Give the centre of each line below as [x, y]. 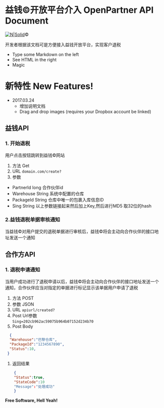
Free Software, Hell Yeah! [31, 401]
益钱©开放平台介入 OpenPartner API [79, 10]
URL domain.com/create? [37, 171]
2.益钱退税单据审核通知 [33, 220]
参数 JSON [23, 304]
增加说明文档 [32, 106]
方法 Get [21, 166]
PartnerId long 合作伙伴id [38, 187]
